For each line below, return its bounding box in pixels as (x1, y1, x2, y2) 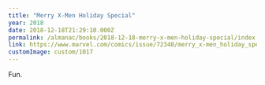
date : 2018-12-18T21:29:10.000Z (8, 26, 114, 34)
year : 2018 (8, 19, 44, 27)
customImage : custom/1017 (8, 48, 93, 56)
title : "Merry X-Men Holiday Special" (8, 11, 136, 20)
